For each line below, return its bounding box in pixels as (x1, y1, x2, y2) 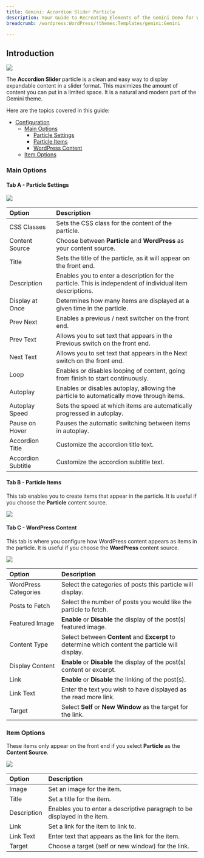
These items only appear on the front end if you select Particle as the (6, 742, 180, 750)
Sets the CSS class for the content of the (56, 219, 172, 228)
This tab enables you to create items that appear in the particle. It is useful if (6, 492, 197, 500)
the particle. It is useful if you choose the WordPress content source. (6, 544, 179, 551)
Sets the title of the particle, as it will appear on (56, 254, 190, 262)
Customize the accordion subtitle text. (56, 458, 165, 466)
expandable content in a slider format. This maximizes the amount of (6, 82, 178, 89)
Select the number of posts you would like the (61, 598, 192, 606)
